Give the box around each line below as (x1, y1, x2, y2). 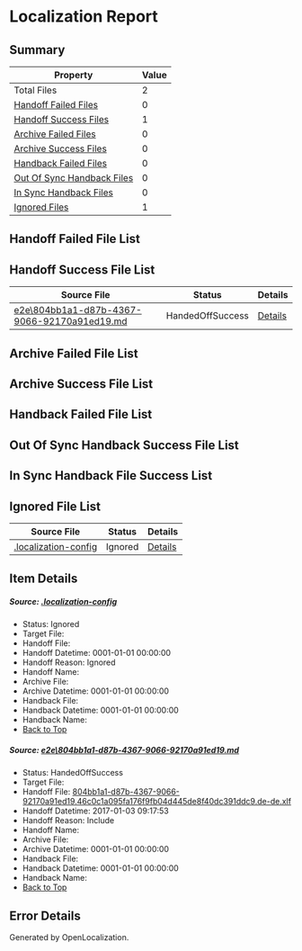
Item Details (9, 571, 78, 587)
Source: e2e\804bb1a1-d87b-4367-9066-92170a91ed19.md (9, 744, 240, 755)
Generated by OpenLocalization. (9, 932, 129, 943)
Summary (9, 42, 66, 58)
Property (53, 69, 93, 81)
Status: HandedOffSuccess (22, 767, 124, 778)
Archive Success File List (9, 376, 154, 391)
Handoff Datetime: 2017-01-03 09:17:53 (22, 805, 169, 816)
